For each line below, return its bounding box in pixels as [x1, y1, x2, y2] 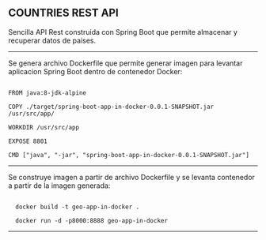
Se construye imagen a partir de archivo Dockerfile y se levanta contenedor [8, 172, 256, 182]
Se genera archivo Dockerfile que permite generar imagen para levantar [8, 58, 243, 68]
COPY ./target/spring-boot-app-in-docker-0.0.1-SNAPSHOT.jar [8, 103, 215, 111]
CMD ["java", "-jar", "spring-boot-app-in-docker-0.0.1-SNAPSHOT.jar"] [8, 151, 249, 159]
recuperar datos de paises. [8, 36, 97, 45]
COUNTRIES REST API [8, 6, 119, 20]
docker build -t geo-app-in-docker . [15, 203, 140, 211]
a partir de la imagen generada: [8, 181, 111, 190]
